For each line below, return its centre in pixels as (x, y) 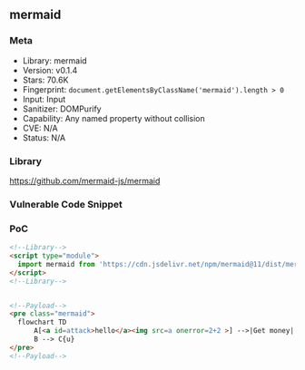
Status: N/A (44, 137)
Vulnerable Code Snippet (66, 204)
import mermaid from (56, 264)
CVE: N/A (40, 128)
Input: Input (44, 99)
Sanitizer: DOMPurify (62, 109)
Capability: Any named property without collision (114, 118)
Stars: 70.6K (45, 80)
